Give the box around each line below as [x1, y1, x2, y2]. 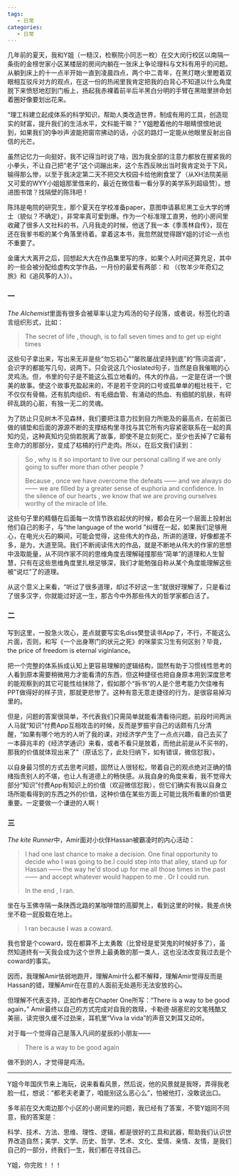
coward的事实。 [7, 956, 55, 966]
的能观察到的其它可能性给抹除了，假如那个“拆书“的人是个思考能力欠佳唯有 [7, 679, 225, 688]
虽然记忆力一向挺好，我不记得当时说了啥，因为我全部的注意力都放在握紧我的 [7, 153, 232, 161]
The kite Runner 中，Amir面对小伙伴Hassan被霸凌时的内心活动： [7, 835, 196, 845]
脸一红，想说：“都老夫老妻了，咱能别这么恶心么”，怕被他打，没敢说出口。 [7, 1088, 225, 1098]
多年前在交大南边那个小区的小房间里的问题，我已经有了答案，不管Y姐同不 [7, 1104, 224, 1113]
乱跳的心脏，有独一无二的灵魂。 [13, 398, 107, 407]
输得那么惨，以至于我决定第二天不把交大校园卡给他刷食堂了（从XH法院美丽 [7, 170, 228, 179]
